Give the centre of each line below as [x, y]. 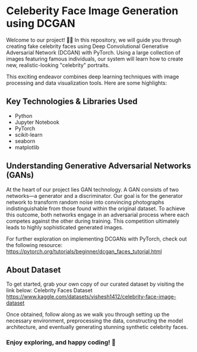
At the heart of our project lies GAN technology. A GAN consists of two [93, 189]
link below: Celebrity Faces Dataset [50, 290]
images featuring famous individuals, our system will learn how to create [95, 59]
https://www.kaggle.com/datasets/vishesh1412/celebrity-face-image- [91, 297]
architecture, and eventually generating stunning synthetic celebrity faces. [97, 327]
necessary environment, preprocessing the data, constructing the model [95, 321]
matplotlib [27, 147]
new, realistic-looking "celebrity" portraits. [58, 65]
